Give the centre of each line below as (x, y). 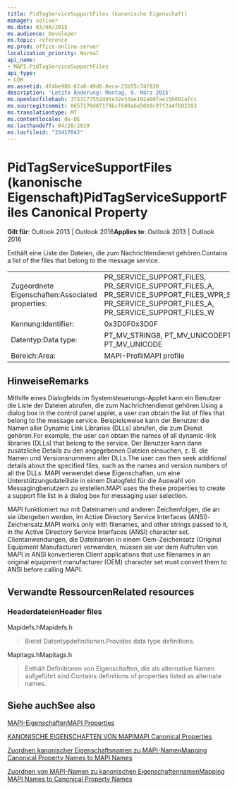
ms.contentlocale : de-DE (44, 119)
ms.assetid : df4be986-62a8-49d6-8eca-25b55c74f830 (83, 86)
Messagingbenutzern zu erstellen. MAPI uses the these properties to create (116, 488)
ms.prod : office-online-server (53, 47)
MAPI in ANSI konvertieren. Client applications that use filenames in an (109, 554)
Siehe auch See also (51, 705)
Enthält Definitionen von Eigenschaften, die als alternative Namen (120, 668)
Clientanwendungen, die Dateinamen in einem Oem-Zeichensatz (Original (114, 540)
